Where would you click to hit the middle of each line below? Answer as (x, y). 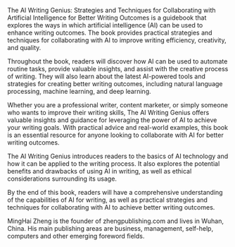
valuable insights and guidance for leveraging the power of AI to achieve (112, 120)
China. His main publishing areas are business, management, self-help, (110, 228)
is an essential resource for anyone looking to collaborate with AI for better (115, 135)
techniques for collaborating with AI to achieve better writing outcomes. (111, 207)
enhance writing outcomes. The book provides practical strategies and (110, 32)
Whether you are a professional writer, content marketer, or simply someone (118, 105)
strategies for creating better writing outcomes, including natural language (115, 84)
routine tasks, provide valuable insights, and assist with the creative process (118, 69)
